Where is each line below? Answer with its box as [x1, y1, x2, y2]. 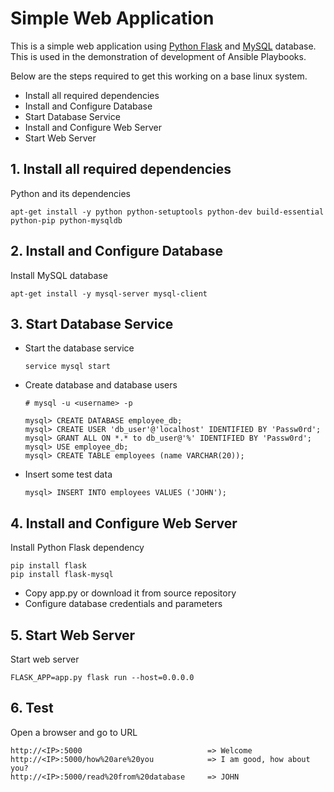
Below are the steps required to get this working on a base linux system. [10, 70, 308, 82]
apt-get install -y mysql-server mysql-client [10, 288, 208, 299]
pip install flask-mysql [10, 570, 114, 580]
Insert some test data [24, 468, 113, 481]
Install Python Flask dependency [10, 542, 145, 554]
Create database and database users [24, 379, 178, 391]
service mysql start [24, 362, 111, 372]
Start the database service [24, 342, 135, 354]
